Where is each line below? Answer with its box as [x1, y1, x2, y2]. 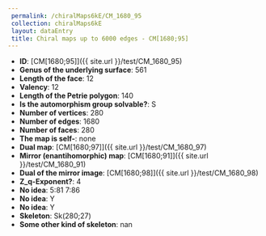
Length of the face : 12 [19, 74, 95, 83]
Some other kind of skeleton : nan [19, 220, 133, 230]
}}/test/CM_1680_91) [19, 159, 87, 170]
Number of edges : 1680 [19, 116, 100, 126]
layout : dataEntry [11, 27, 74, 35]
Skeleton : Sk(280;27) [19, 211, 92, 221]
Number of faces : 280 [19, 125, 95, 135]
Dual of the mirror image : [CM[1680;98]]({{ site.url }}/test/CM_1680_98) [19, 168, 260, 178]
